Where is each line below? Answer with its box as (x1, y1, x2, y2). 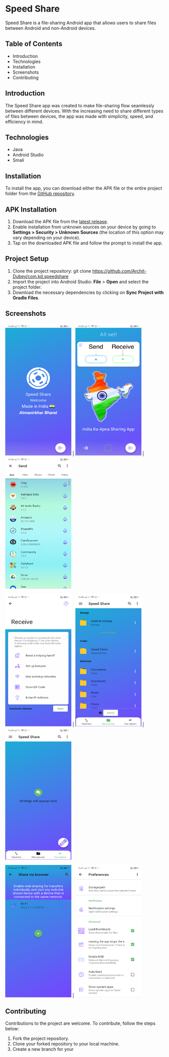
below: (5, 1026, 19, 1032)
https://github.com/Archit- (92, 268, 147, 274)
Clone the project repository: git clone (12, 268, 92, 274)
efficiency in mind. (5, 118, 44, 125)
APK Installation (5, 205, 57, 214)
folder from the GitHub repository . (5, 191, 75, 197)
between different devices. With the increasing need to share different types (5, 108, 163, 114)
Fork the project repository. (12, 1035, 69, 1041)
